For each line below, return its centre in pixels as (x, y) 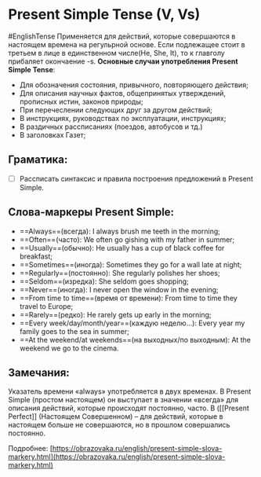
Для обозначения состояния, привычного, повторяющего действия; (134, 85)
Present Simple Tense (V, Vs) (104, 15)
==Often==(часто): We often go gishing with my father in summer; (127, 239)
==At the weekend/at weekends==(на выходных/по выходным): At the (135, 339)
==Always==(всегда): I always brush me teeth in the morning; (120, 231)
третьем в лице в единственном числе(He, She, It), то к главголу (116, 53)
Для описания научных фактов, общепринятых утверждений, (122, 93)
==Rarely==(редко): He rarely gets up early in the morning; (115, 314)
